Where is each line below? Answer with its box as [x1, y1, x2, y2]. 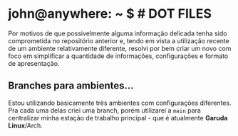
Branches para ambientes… [8, 80, 134, 92]
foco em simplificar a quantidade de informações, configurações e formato [8, 52, 229, 60]
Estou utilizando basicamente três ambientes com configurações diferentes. [8, 98, 232, 107]
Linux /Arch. [8, 121, 43, 130]
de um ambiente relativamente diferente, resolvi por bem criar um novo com [8, 44, 232, 52]
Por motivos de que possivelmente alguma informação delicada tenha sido [8, 29, 227, 38]
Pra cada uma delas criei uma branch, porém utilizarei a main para [8, 106, 202, 115]
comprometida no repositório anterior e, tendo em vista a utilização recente [8, 36, 230, 45]
